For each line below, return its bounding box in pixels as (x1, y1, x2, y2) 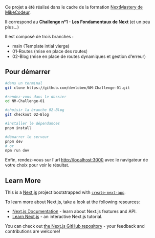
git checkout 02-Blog (5, 112, 49, 117)
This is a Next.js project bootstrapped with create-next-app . (5, 189, 126, 195)
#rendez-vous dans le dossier (5, 94, 67, 99)
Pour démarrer (5, 68, 50, 76)
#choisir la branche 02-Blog (5, 107, 65, 112)
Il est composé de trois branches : (5, 34, 74, 39)
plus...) (5, 24, 19, 30)
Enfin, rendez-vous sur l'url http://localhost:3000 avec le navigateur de (5, 157, 148, 163)
